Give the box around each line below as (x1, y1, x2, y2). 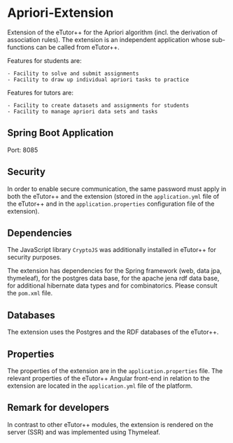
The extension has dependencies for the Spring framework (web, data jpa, (7, 267, 223, 275)
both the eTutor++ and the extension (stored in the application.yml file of (7, 192, 220, 200)
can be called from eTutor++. (36, 43, 120, 51)
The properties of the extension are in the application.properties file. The (7, 367, 223, 375)
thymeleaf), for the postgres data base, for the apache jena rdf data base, (7, 274, 220, 283)
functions (7, 43, 35, 51)
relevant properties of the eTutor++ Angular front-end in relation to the (7, 374, 210, 382)
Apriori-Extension (7, 5, 114, 21)
